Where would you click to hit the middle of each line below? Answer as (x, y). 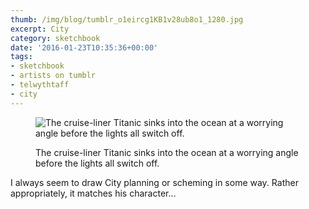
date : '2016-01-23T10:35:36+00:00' (84, 47)
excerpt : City (40, 29)
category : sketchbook (55, 38)
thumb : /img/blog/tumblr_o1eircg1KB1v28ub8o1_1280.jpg (127, 19)
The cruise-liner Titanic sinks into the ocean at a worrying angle (167, 152)
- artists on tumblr (53, 76)
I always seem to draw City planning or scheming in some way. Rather (154, 182)
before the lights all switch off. (97, 163)
